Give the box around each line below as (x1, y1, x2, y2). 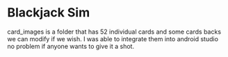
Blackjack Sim (7, 5, 90, 21)
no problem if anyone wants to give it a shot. (7, 42, 134, 50)
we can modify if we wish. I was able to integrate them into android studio (7, 34, 219, 43)
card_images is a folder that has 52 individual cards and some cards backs (7, 27, 221, 36)
